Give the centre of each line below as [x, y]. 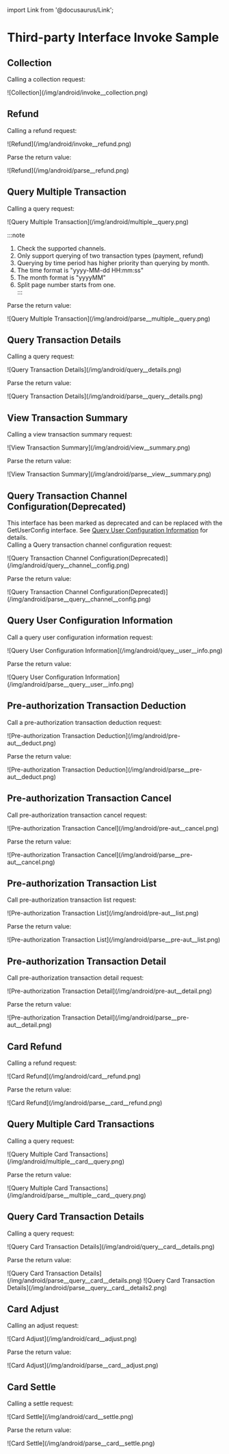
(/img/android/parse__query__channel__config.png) [79, 600]
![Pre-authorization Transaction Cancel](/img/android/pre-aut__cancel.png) [113, 828]
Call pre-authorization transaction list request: [72, 900]
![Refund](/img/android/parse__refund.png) [68, 170]
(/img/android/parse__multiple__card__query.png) [77, 1195]
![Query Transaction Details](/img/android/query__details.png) [94, 370]
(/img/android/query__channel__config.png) [68, 565]
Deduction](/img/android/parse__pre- [149, 769]
